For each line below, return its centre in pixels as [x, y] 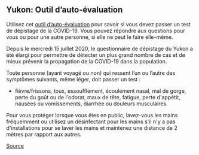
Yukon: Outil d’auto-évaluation [65, 10]
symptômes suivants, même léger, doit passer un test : [74, 79]
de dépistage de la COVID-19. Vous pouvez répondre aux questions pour [96, 31]
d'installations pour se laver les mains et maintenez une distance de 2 [92, 127]
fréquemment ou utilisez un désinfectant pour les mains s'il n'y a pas [91, 121]
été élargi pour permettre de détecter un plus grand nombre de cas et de [96, 55]
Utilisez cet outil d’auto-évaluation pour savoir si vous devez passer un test [99, 24]
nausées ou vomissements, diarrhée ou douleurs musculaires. [91, 104]
